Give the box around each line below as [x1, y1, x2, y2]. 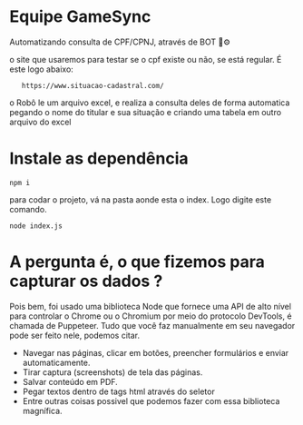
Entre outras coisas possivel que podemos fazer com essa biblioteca [22, 395, 280, 406]
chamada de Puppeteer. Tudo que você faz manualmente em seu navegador [9, 320, 296, 331]
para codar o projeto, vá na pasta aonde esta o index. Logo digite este [9, 193, 272, 205]
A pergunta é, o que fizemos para [9, 252, 266, 272]
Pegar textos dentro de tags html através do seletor [22, 386, 215, 397]
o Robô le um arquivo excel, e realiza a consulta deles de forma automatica [9, 97, 290, 108]
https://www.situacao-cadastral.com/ [21, 81, 165, 90]
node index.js [9, 221, 64, 231]
